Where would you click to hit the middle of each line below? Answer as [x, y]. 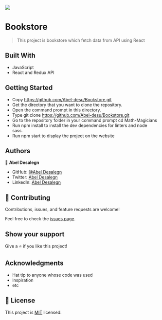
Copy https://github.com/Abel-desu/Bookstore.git [62, 99]
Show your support [35, 234]
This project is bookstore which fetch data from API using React [81, 40]
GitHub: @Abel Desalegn [37, 172]
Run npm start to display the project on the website [63, 136]
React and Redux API [33, 72]
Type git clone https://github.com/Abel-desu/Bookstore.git [71, 115]
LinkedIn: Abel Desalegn [36, 182]
